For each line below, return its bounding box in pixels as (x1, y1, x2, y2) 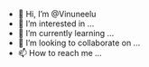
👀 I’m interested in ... (17, 18, 95, 29)
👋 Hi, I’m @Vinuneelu (17, 9, 97, 19)
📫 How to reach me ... (17, 48, 102, 58)
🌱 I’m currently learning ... (17, 28, 115, 38)
